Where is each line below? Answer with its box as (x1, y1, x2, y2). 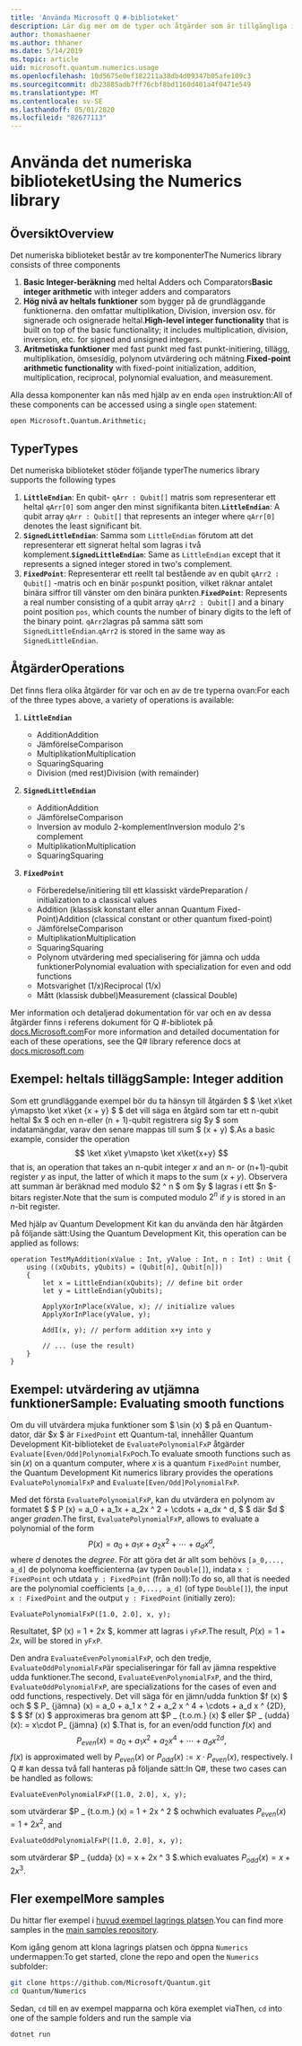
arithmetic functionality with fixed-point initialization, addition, (22, 363, 256, 374)
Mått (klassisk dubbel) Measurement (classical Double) (36, 989, 238, 1000)
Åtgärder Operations (10, 661, 125, 677)
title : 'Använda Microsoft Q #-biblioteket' (10, 13, 179, 22)
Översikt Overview (10, 226, 115, 241)
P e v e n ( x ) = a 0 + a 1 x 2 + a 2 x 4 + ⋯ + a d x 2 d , (76, 1733, 227, 1748)
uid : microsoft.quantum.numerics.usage (10, 64, 160, 73)
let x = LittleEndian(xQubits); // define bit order (42, 1279, 244, 1288)
